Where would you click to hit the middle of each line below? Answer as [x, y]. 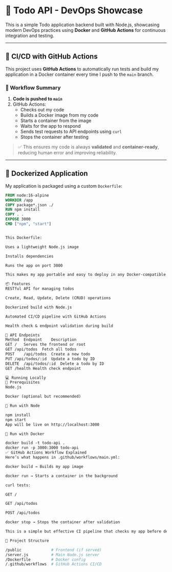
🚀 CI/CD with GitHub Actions [52, 57]
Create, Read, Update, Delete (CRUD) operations [58, 298]
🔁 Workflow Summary [33, 88]
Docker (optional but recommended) [43, 397]
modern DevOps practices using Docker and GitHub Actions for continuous [85, 30]
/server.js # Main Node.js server [52, 555]
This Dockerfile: [24, 238]
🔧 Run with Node [23, 406]
